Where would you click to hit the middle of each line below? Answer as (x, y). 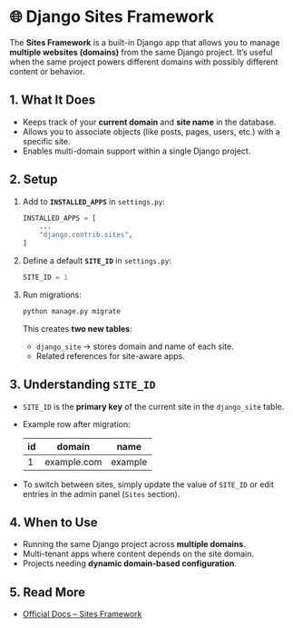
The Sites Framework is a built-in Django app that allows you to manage (145, 42)
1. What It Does (53, 100)
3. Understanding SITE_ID (83, 385)
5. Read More (48, 592)
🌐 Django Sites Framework (112, 17)
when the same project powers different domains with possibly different (144, 62)
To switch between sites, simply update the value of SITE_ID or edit (148, 484)
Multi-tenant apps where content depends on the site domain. (138, 554)
